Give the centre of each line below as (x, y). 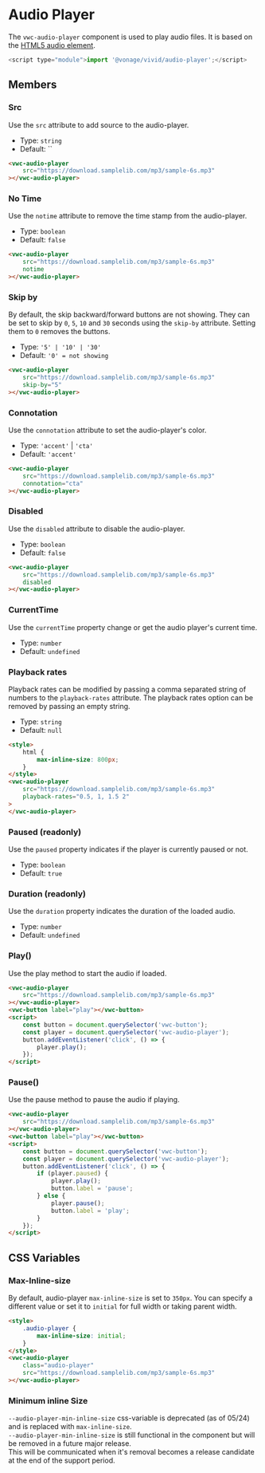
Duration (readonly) (47, 893)
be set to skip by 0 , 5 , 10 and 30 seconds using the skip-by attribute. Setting (132, 323)
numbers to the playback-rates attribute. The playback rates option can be (131, 697)
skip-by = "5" (42, 384)
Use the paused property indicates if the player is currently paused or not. (128, 849)
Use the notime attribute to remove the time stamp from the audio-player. (128, 216)
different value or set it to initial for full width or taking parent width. (123, 1306)
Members (33, 85)
